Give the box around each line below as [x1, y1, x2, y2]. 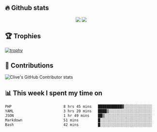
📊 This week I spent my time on [5, 89, 102, 97]
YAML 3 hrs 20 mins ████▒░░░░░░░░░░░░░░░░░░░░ [5, 109, 152, 114]
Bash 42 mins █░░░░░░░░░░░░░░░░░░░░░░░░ [5, 122, 152, 127]
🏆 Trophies [5, 32, 41, 40]
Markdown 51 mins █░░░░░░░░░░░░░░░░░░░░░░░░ [5, 117, 152, 123]
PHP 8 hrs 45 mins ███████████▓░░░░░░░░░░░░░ [5, 104, 152, 109]
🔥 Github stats [5, 4, 49, 12]
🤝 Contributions [5, 62, 54, 70]
